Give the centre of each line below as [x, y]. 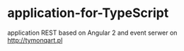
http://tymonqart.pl [35, 40]
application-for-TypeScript [88, 13]
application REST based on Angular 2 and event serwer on [92, 33]
